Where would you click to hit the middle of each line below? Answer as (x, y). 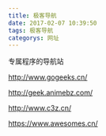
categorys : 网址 (34, 38)
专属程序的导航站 (36, 61)
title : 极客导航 (32, 16)
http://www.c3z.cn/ (40, 108)
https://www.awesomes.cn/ (53, 123)
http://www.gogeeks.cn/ (48, 77)
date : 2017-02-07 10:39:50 (53, 23)
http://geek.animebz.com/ (51, 93)
